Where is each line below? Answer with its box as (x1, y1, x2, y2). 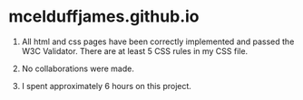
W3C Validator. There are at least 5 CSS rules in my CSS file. (21, 45, 249, 56)
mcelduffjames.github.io (8, 6, 200, 27)
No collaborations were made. (21, 63, 135, 74)
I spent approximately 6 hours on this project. (21, 80, 192, 91)
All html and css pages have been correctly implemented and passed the (21, 36, 295, 47)
